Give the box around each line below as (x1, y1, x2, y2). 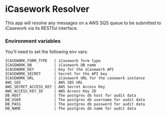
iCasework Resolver (5, 3, 90, 15)
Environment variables (5, 37, 61, 44)
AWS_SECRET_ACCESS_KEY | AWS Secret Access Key (5, 84, 106, 90)
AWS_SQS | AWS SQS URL (5, 80, 83, 85)
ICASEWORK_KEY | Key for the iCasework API (5, 67, 114, 72)
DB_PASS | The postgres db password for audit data (5, 102, 145, 107)
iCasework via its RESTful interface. (5, 25, 78, 31)
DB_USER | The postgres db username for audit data (5, 98, 145, 103)
